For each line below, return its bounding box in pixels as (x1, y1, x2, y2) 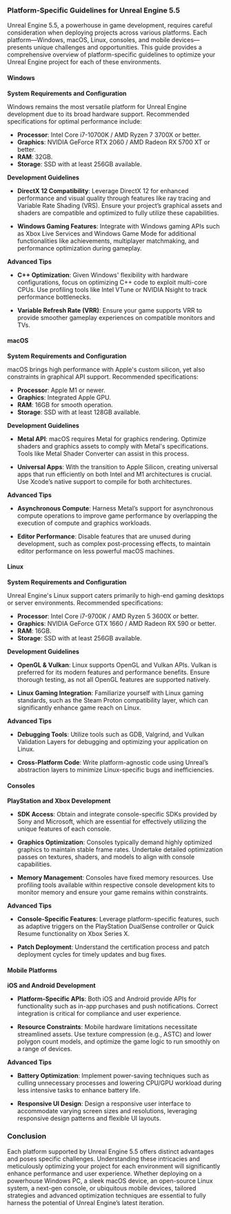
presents (7, 43, 32, 52)
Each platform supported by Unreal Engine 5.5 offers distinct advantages (7, 1147, 214, 1155)
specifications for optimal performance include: (7, 117, 143, 126)
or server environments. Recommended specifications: (7, 598, 163, 607)
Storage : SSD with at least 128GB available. (17, 408, 141, 416)
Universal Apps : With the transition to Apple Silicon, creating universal (17, 462, 219, 471)
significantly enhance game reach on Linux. (17, 703, 141, 712)
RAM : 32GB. (17, 153, 53, 161)
